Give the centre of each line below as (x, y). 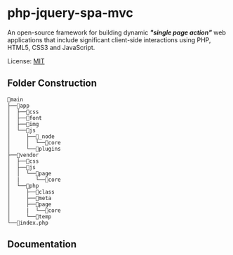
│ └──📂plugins (34, 149)
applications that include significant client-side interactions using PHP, (109, 39)
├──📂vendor (23, 155)
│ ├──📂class (31, 192)
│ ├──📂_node (31, 136)
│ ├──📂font (25, 118)
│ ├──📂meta (29, 198)
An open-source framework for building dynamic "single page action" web (116, 32)
